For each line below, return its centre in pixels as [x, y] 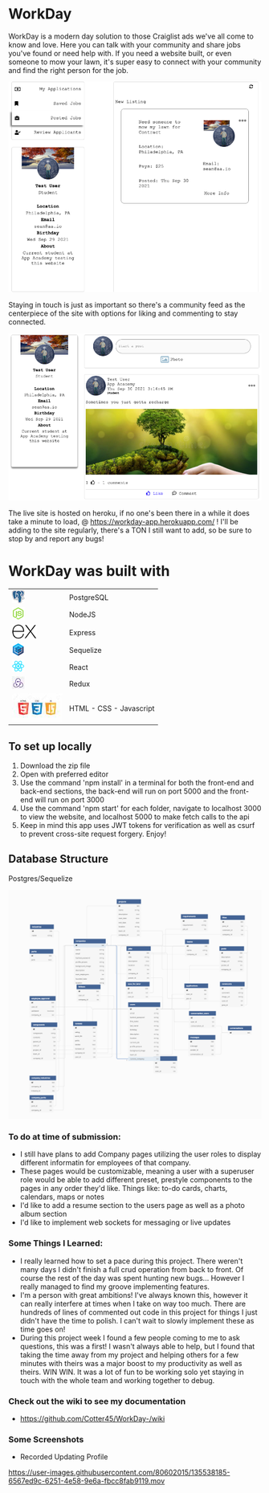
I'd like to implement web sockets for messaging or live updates [125, 1222]
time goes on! [43, 1329]
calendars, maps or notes [62, 1197]
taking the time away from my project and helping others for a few [129, 1355]
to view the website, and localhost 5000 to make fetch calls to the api [135, 817]
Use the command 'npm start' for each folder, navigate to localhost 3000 [141, 809]
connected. [27, 322]
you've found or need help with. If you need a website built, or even [120, 53]
